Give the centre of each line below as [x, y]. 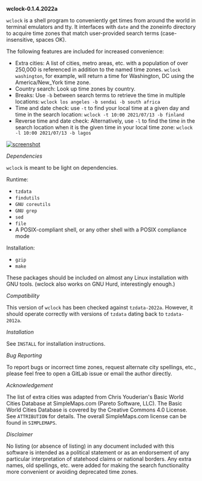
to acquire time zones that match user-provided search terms [83, 33]
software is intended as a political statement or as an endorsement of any [98, 452]
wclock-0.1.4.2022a [32, 9]
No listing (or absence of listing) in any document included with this [90, 446]
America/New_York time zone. [53, 82]
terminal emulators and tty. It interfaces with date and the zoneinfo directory [101, 27]
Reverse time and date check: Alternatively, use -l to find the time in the [105, 121]
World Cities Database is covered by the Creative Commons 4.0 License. [97, 410]
